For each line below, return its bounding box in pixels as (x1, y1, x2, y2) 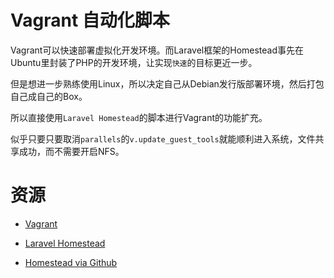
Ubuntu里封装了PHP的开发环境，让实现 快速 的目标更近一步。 (10, 56, 258, 68)
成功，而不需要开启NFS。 (18, 145, 125, 157)
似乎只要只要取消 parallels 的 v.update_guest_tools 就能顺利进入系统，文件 (10, 132, 316, 145)
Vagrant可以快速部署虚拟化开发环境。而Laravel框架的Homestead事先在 (10, 44, 305, 56)
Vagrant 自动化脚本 (10, 9, 170, 32)
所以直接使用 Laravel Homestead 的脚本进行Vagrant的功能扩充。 (10, 111, 268, 123)
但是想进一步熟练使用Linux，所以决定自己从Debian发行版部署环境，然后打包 (10, 77, 325, 90)
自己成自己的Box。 (10, 90, 88, 102)
